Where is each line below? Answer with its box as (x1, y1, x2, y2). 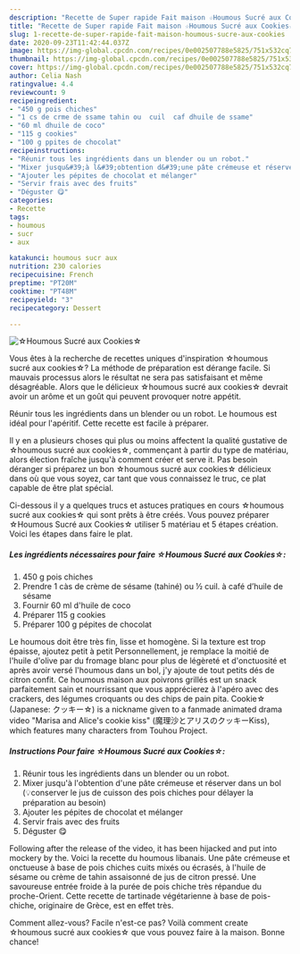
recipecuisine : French (9, 270, 94, 280)
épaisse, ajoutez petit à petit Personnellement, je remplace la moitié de (9, 646, 270, 657)
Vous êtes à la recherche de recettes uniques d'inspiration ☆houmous (9, 353, 269, 364)
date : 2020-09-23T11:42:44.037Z (9, 38, 129, 47)
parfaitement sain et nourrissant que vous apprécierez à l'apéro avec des (9, 684, 279, 695)
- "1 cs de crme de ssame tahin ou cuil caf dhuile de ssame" (9, 113, 254, 122)
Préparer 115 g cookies (21, 610, 106, 621)
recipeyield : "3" (9, 295, 74, 304)
